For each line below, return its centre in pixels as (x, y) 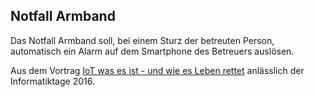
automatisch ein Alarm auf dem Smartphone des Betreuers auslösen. (152, 51)
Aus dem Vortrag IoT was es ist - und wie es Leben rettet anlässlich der (157, 70)
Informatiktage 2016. (52, 81)
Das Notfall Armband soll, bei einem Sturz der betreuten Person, (142, 40)
